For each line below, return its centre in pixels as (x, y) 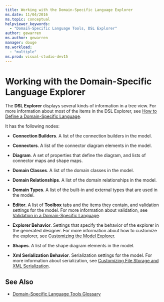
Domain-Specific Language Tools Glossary (56, 294)
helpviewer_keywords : (28, 24)
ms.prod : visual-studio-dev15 (37, 56)
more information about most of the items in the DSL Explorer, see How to (81, 111)
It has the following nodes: (32, 126)
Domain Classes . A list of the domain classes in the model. (73, 171)
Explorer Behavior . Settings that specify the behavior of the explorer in (85, 225)
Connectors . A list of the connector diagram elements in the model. (82, 145)
